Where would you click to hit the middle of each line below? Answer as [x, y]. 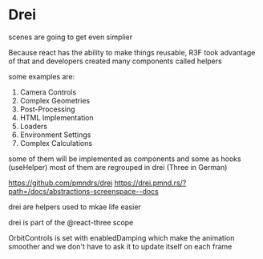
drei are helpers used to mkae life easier [75, 207]
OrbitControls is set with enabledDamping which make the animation [121, 237]
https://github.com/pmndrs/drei [61, 183]
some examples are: [42, 76]
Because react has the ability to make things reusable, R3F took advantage [132, 52]
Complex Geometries [55, 100]
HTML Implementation [57, 117]
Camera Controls [48, 92]
